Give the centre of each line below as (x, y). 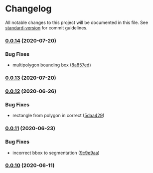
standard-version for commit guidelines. (46, 27)
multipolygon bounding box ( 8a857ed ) (52, 65)
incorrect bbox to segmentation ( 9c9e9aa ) (56, 153)
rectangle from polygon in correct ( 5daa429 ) (58, 116)
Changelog (28, 9)
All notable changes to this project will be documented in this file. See (77, 22)
